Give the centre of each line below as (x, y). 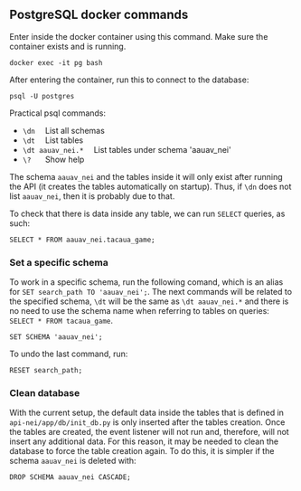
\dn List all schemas (64, 130)
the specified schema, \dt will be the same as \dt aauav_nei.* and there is (149, 301)
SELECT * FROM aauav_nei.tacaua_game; (82, 240)
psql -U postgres (42, 96)
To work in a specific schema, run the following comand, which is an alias (146, 282)
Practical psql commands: (58, 113)
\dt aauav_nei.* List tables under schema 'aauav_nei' (127, 149)
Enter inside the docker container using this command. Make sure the (139, 36)
